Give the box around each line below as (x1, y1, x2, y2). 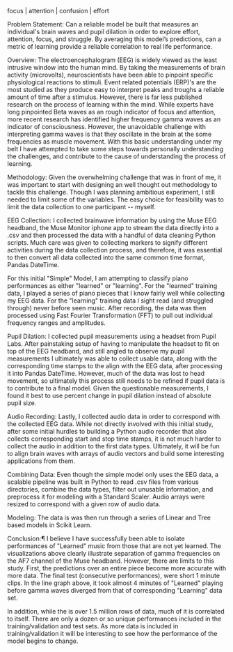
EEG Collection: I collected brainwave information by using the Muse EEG (7, 216, 217, 225)
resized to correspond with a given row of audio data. (7, 500, 161, 508)
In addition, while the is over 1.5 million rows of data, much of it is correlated (7, 607, 225, 615)
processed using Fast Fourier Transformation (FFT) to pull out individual (7, 311, 214, 319)
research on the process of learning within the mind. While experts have (7, 100, 214, 108)
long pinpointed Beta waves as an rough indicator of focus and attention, (7, 108, 216, 116)
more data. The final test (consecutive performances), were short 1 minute (7, 572, 220, 579)
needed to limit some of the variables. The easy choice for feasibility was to (7, 195, 224, 204)
